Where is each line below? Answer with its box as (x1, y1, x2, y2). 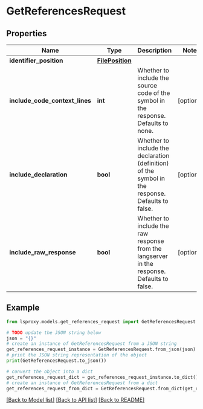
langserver (137, 252, 168, 260)
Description (137, 47, 172, 54)
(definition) (137, 159, 169, 167)
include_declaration (9, 170, 68, 179)
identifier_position (9, 56, 63, 65)
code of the (137, 89, 170, 97)
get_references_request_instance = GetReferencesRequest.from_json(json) (6, 346, 196, 353)
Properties (6, 28, 47, 39)
